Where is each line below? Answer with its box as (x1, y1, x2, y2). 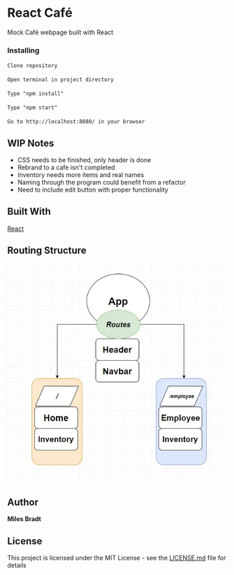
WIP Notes (7, 137, 54, 149)
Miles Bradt (7, 515, 42, 523)
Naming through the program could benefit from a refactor (17, 178, 187, 187)
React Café (7, 5, 73, 21)
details (7, 561, 27, 569)
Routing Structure (7, 245, 87, 257)
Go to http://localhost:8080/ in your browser (7, 118, 145, 125)
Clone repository (7, 62, 58, 69)
